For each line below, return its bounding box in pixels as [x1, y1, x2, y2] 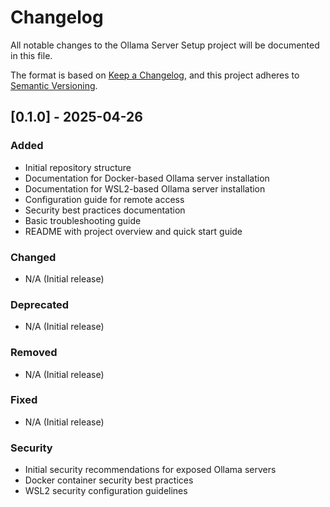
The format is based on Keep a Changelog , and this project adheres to [10, 69, 300, 81]
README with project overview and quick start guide [24, 225, 243, 237]
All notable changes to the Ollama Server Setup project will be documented [10, 39, 320, 51]
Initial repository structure [24, 161, 132, 173]
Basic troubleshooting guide [24, 214, 142, 226]
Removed [10, 346, 58, 360]
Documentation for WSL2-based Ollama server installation [24, 182, 266, 195]
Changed [10, 250, 57, 264]
